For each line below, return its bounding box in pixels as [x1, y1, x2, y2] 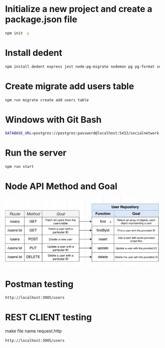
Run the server [5, 147, 67, 159]
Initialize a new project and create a [5, 3, 153, 15]
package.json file [5, 14, 78, 25]
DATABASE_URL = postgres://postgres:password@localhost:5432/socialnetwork [5, 131, 160, 136]
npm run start [5, 164, 34, 169]
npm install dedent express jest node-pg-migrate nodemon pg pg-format [5, 64, 155, 69]
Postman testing [5, 278, 74, 290]
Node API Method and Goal [5, 181, 118, 192]
